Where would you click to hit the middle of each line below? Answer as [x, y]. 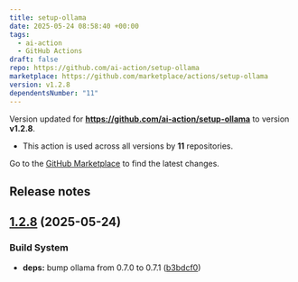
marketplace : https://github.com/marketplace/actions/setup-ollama [139, 77]
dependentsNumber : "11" [54, 93]
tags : [19, 34]
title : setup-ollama [48, 18]
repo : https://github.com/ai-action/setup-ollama [105, 68]
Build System [39, 248]
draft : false [34, 59]
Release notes [50, 191]
